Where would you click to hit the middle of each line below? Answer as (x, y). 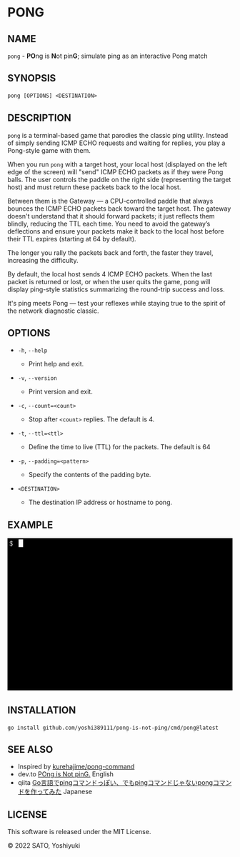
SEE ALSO (30, 750)
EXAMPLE (30, 525)
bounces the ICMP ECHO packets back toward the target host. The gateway (119, 209)
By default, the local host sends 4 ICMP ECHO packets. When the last (110, 274)
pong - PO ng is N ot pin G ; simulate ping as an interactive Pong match (107, 56)
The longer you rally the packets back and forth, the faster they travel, (110, 252)
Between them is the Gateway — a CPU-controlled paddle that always (110, 201)
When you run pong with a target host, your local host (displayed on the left (117, 164)
